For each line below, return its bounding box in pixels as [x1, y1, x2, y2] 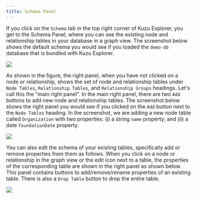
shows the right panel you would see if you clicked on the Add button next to [6, 103, 191, 110]
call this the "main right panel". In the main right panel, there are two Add [6, 90, 181, 97]
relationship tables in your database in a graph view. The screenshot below [6, 37, 188, 44]
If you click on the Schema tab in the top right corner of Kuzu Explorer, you [6, 25, 183, 32]
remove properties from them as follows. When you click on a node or [6, 150, 175, 157]
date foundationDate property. [6, 121, 79, 129]
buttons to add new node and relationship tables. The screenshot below [6, 97, 181, 104]
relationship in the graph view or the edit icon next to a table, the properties [6, 156, 189, 163]
